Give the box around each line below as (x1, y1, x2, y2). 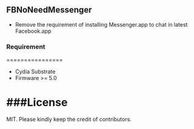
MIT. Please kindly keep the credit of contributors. (6, 116, 132, 123)
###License (6, 96, 68, 110)
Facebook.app (15, 27, 52, 35)
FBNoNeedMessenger (6, 5, 92, 15)
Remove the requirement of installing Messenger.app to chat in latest (15, 21, 188, 28)
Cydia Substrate (15, 68, 56, 75)
